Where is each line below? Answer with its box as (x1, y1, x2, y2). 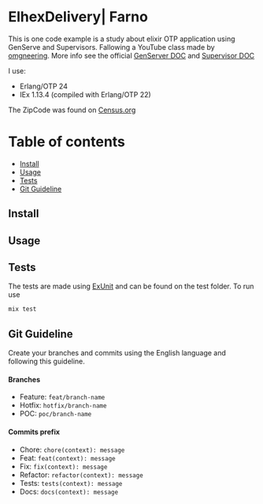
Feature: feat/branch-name (19, 392, 106, 402)
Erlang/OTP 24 (19, 81, 69, 91)
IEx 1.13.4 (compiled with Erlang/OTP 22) (19, 89, 151, 99)
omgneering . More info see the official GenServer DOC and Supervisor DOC (8, 51, 255, 60)
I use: (8, 66, 26, 75)
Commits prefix (8, 427, 61, 436)
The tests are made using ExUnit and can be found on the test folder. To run (8, 281, 254, 291)
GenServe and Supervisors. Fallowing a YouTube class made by (8, 42, 215, 51)
